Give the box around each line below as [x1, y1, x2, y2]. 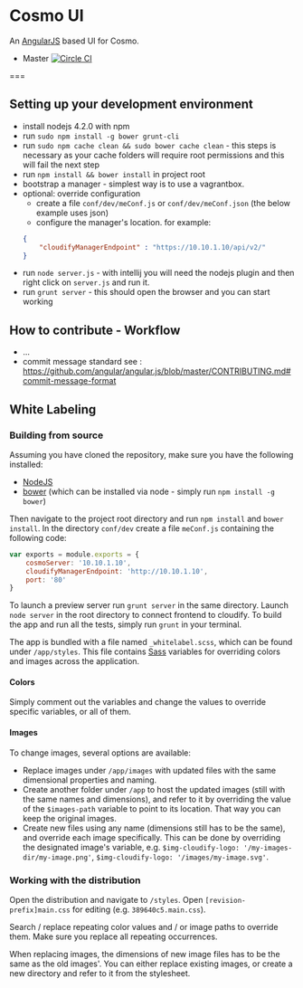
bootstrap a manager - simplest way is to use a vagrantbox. [22, 178, 245, 189]
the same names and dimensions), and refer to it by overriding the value [22, 793, 291, 804]
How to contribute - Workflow [9, 322, 181, 337]
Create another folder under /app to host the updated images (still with [22, 784, 286, 794]
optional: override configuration [22, 187, 141, 199]
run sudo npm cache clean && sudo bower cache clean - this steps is [22, 139, 277, 150]
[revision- [204, 896, 246, 905]
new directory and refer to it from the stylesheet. [9, 967, 191, 978]
